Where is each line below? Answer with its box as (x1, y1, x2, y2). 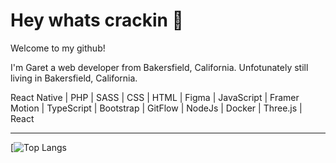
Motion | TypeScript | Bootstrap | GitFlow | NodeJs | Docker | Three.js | (10, 102, 303, 114)
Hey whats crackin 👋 (10, 9, 184, 32)
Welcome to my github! (10, 42, 106, 54)
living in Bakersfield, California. (10, 72, 138, 84)
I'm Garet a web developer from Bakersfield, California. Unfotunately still (10, 61, 309, 73)
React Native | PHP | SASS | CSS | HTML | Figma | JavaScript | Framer (10, 91, 300, 103)
